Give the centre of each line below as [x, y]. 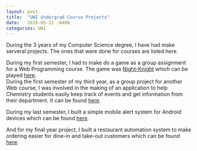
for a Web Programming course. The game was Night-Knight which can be [97, 69]
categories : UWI [26, 28]
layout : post [22, 12]
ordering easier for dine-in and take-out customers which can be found [93, 136]
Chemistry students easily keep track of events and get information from [95, 94]
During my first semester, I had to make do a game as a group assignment [96, 63]
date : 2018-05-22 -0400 [38, 23]
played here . [21, 75]
